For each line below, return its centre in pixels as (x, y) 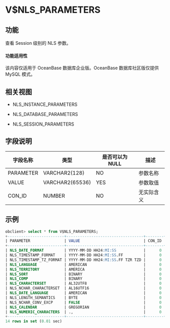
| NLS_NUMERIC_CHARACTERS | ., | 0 (83, 312)
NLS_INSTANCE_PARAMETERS (45, 105)
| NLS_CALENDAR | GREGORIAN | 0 (83, 307)
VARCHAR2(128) (63, 173)
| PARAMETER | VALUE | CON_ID (83, 241)
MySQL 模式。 (20, 74)
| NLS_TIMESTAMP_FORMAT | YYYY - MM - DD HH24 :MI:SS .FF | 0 (83, 255)
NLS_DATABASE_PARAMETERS (45, 114)
